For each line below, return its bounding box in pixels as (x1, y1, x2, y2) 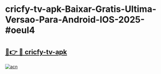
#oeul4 (5, 25, 35, 36)
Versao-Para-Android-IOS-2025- (5, 14, 145, 25)
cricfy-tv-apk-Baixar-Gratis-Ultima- (5, 3, 157, 15)
